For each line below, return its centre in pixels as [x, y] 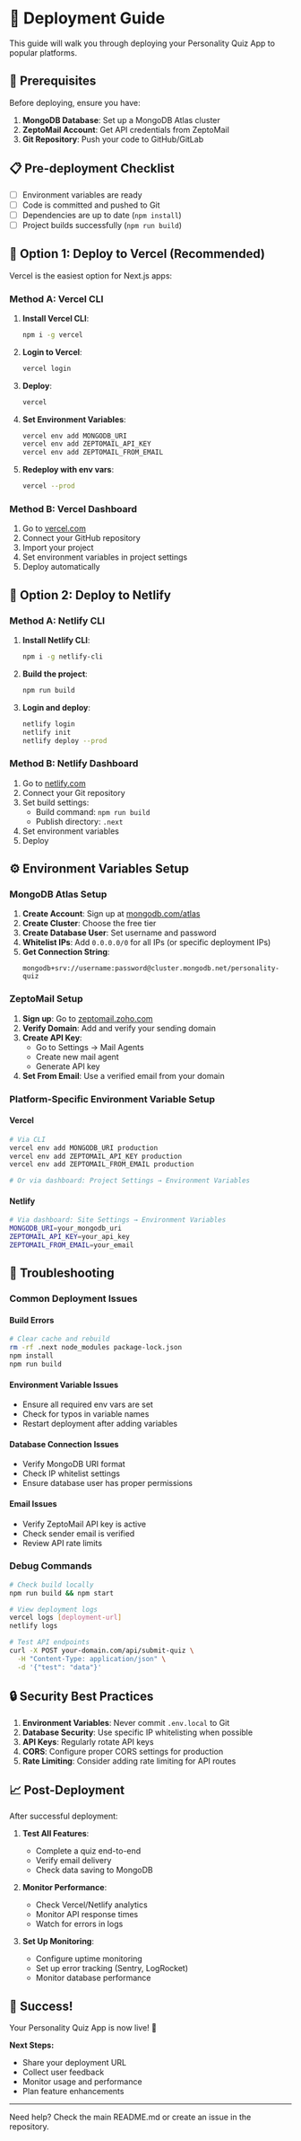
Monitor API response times [87, 1915]
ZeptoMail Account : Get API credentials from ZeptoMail [126, 129]
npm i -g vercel [52, 335]
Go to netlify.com [54, 783]
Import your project [58, 548]
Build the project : [55, 674]
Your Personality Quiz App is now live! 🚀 [83, 2028]
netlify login [48, 724]
